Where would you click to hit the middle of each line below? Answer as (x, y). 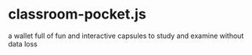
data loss (23, 43)
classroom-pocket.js (77, 14)
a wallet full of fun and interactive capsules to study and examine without (126, 36)
